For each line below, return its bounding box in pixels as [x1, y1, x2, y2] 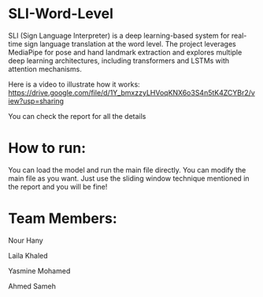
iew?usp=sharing [8, 96, 65, 106]
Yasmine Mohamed [8, 265, 71, 276]
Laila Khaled [8, 251, 49, 260]
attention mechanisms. [8, 64, 83, 73]
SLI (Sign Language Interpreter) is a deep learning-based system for [8, 31, 230, 40]
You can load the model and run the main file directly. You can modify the [8, 165, 246, 174]
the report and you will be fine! [8, 182, 108, 191]
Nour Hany [8, 236, 43, 245]
